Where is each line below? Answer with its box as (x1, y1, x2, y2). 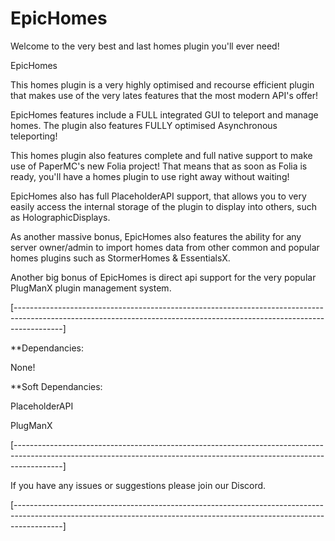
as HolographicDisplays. (10, 211, 111, 223)
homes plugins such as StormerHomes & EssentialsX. (10, 252, 231, 264)
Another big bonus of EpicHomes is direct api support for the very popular (10, 271, 317, 283)
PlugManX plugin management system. (10, 282, 172, 294)
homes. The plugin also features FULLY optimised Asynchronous (10, 119, 278, 131)
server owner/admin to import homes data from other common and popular (10, 241, 320, 253)
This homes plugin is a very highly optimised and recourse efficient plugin (10, 78, 315, 91)
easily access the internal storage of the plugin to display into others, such (10, 200, 318, 212)
